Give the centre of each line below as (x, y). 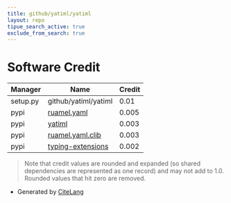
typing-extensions (78, 147)
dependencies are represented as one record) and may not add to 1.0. (124, 171)
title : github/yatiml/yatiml (49, 14)
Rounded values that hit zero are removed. (85, 179)
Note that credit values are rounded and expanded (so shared (112, 163)
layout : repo (26, 20)
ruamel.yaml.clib (75, 135)
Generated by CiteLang (51, 192)
